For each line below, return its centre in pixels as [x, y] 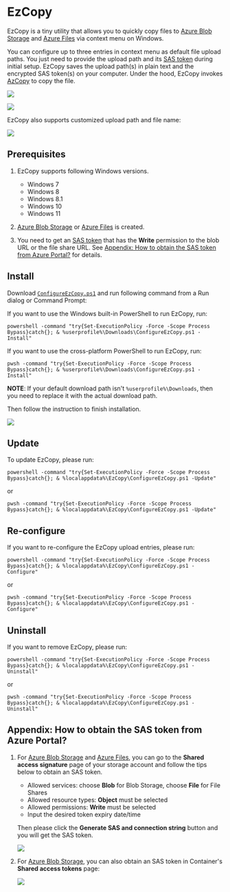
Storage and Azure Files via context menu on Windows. [85, 38]
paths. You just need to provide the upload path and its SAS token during [110, 58]
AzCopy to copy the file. [41, 80]
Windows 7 [43, 184]
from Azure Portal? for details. [59, 254]
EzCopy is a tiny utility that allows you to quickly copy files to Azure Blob [110, 31]
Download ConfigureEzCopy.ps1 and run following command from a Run [108, 293]
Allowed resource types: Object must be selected [97, 800]
